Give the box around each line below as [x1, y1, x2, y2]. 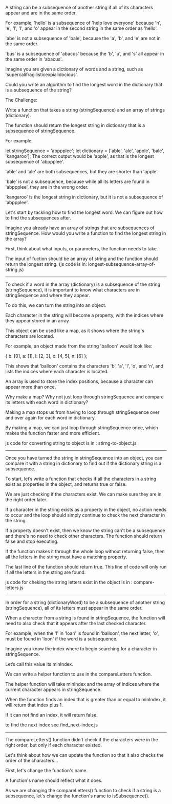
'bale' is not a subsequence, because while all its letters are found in [5, 178, 150, 185]
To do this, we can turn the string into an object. [5, 302, 106, 308]
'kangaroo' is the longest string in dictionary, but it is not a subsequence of [5, 194, 163, 200]
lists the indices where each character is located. [5, 369, 109, 374]
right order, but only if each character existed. [5, 742, 102, 748]
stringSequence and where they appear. [5, 293, 90, 298]
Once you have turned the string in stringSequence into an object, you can [5, 455, 163, 461]
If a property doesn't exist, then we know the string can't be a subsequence [5, 527, 165, 534]
